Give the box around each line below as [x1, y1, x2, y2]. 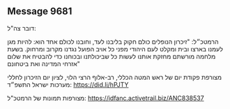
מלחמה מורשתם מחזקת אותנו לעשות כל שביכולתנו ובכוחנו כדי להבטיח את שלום [7, 52, 216, 60]
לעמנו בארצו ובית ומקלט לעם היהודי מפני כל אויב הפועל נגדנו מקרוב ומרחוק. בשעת [7, 44, 223, 53]
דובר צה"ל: [7, 24, 36, 32]
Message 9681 [7, 6, 72, 17]
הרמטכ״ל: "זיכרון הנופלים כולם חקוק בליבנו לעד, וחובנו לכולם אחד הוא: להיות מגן [7, 37, 219, 46]
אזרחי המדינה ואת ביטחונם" [7, 59, 80, 68]
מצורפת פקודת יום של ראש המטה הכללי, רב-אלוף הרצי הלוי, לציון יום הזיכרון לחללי [7, 73, 222, 81]
